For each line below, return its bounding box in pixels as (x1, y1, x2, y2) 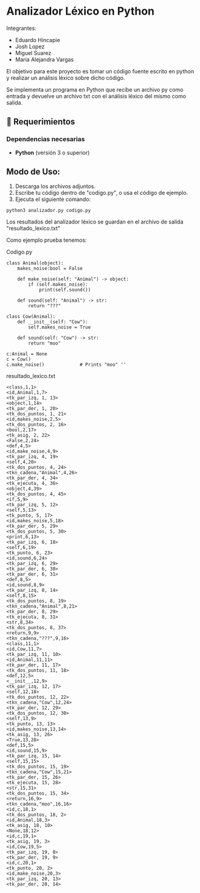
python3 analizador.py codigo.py (6, 208, 91, 214)
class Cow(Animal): (6, 313, 56, 320)
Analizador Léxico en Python (6, 4, 155, 18)
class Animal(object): (6, 260, 64, 266)
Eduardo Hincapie (15, 36, 61, 43)
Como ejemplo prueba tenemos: (6, 236, 87, 244)
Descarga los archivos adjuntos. (15, 183, 96, 190)
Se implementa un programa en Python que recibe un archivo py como (6, 86, 184, 93)
